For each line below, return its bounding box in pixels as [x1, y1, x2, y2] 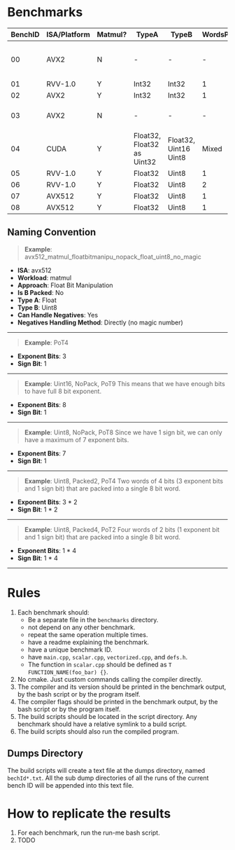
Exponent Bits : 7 [17, 449, 66, 458]
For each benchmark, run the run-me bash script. [17, 828, 160, 837]
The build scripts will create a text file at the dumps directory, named [7, 766, 206, 774]
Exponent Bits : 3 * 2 [17, 498, 78, 506]
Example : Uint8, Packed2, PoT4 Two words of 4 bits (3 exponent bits [24, 477, 224, 485]
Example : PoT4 [24, 338, 69, 347]
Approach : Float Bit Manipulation [17, 281, 113, 289]
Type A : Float [17, 296, 57, 304]
